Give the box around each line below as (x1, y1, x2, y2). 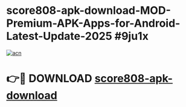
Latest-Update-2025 (6, 30, 113, 43)
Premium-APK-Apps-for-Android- (6, 16, 181, 30)
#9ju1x (114, 30, 149, 43)
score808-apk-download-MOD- (6, 4, 171, 18)
